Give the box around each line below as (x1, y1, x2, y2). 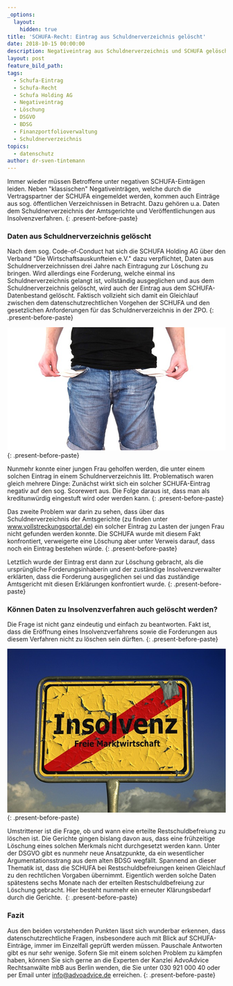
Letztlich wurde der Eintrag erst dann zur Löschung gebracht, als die (7, 557, 204, 566)
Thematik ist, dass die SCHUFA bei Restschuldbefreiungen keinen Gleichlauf (7, 864, 226, 872)
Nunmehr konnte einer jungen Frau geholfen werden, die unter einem (7, 465, 205, 473)
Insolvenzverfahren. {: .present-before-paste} (7, 214, 139, 223)
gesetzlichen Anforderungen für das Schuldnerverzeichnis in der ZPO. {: (7, 306, 214, 315)
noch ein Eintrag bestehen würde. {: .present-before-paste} (7, 544, 178, 553)
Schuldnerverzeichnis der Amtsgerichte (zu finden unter (7, 514, 169, 523)
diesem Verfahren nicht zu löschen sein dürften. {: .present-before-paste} (7, 635, 218, 643)
